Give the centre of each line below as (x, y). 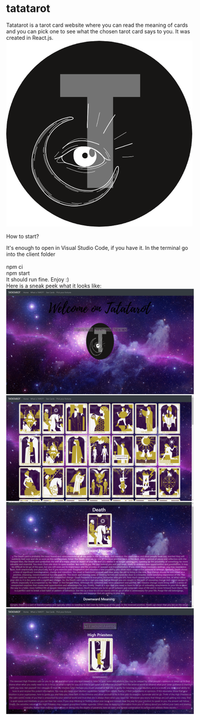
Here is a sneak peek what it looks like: (54, 286)
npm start (18, 273)
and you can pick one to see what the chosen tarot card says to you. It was (98, 31)
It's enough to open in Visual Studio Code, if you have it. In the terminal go (97, 248)
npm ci (15, 267)
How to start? (23, 236)
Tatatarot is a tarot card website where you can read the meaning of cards (97, 25)
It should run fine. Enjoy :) (38, 279)
